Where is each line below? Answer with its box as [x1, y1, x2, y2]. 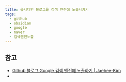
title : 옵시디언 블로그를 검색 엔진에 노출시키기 [5, 7, 89, 12]
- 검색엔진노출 [9, 35, 34, 40]
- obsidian [9, 20, 31, 26]
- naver [9, 30, 25, 35]
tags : [5, 12, 16, 17]
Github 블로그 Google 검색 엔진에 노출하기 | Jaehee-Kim [12, 67, 121, 73]
